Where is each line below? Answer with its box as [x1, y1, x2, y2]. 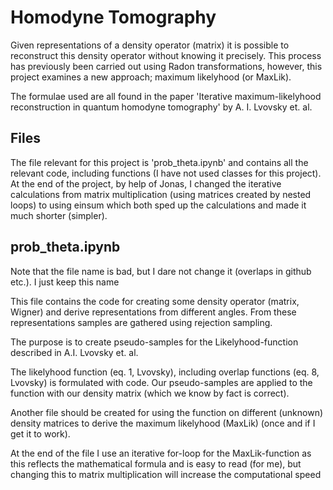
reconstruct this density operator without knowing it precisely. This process [10, 49, 322, 61]
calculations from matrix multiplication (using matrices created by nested [10, 188, 312, 200]
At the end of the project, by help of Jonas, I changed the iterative [10, 177, 282, 190]
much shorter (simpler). [10, 209, 108, 221]
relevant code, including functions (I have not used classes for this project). [10, 167, 322, 179]
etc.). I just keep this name [10, 276, 120, 288]
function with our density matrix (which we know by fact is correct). [10, 387, 290, 399]
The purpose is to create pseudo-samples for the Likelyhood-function [10, 336, 299, 348]
